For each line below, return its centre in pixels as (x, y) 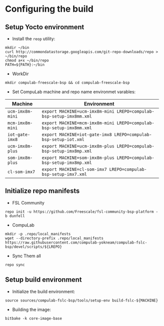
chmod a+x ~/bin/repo (27, 61)
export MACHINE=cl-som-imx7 (74, 169)
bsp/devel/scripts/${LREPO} (34, 247)
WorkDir (20, 74)
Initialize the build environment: (44, 291)
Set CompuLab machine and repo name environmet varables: (74, 92)
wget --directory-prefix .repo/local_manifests (54, 238)
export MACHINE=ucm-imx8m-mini (78, 112)
